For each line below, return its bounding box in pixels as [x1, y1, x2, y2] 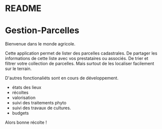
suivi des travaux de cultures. [12, 105, 71, 111]
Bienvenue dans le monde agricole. [5, 41, 76, 47]
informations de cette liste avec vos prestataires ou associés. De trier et [5, 56, 149, 61]
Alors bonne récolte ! [5, 119, 47, 126]
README [5, 3, 42, 14]
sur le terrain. [5, 66, 32, 72]
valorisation [12, 95, 35, 100]
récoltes [12, 90, 29, 96]
